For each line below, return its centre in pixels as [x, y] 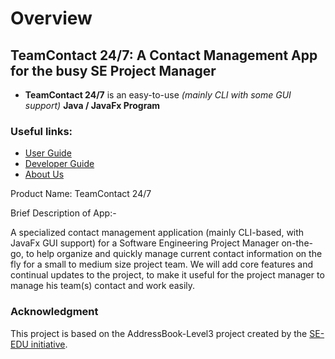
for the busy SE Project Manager [113, 70]
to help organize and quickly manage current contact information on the [174, 254]
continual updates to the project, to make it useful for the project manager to [167, 275]
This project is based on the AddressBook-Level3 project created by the [159, 333]
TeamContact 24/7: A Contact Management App [164, 55]
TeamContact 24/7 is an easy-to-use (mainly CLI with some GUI [158, 95]
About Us [44, 174]
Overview [51, 18]
